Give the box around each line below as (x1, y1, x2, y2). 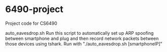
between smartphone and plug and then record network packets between (5, 35, 159, 41)
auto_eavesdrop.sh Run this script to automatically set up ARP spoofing (5, 30, 154, 36)
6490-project (5, 4, 64, 15)
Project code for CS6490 (5, 20, 58, 26)
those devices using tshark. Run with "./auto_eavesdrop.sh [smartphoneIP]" (5, 40, 162, 46)
